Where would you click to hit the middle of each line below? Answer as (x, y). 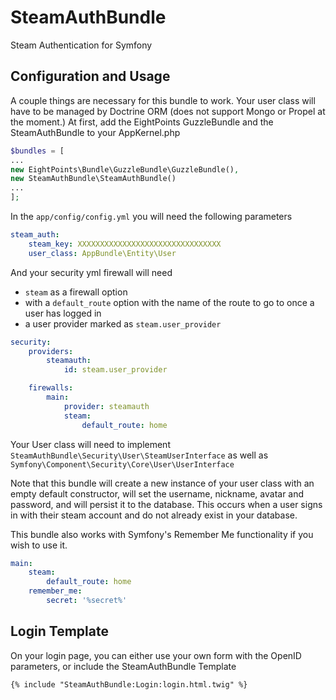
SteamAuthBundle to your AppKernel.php (95, 132)
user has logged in (63, 313)
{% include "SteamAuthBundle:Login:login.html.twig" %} (129, 684)
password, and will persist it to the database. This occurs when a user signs (166, 504)
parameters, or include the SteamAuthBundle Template (123, 666)
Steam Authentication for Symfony (81, 45)
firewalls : (51, 388)
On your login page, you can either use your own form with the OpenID (156, 655)
